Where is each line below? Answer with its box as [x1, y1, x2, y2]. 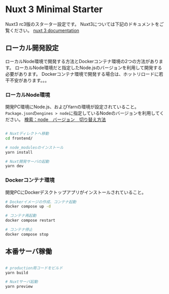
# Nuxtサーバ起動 [5, 279, 38, 284]
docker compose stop [5, 231, 49, 237]
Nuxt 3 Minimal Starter [5, 4, 103, 15]
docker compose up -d [5, 204, 51, 209]
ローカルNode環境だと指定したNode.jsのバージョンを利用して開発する [15, 65, 162, 71]
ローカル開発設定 [5, 44, 59, 52]
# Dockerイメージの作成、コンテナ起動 [5, 199, 77, 204]
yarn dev [5, 164, 24, 169]
